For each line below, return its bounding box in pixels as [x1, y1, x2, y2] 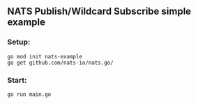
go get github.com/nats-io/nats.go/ [7, 59, 114, 66]
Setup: [7, 38, 31, 47]
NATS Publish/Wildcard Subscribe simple [7, 6, 192, 17]
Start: [7, 75, 27, 85]
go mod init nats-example [7, 53, 82, 60]
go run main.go [7, 90, 52, 98]
